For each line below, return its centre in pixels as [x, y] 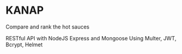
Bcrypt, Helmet [24, 45]
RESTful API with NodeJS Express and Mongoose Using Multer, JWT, [91, 38]
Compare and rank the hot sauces [48, 27]
